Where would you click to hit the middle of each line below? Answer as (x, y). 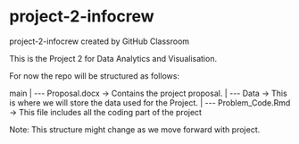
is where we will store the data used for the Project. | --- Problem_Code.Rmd (150, 102)
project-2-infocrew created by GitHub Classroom (100, 41)
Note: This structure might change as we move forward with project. (135, 129)
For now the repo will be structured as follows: (95, 76)
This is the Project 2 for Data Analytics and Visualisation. (113, 58)
